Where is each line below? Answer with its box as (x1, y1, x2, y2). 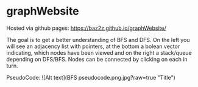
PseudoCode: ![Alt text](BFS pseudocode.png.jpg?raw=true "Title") (6, 74, 175, 81)
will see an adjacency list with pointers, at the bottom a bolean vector (6, 43, 180, 50)
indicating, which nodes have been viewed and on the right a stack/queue (6, 49, 192, 56)
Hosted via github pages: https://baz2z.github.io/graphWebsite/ (6, 24, 166, 32)
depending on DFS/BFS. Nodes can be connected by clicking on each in (6, 55, 188, 63)
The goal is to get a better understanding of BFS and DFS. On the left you (6, 36, 190, 43)
